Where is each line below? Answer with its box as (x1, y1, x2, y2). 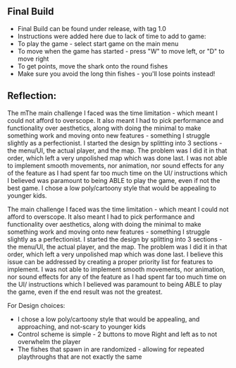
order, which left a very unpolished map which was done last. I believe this (7, 250, 223, 259)
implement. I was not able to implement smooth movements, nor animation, (7, 265, 225, 273)
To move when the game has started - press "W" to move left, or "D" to (17, 47, 225, 55)
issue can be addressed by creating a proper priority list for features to (7, 257, 213, 266)
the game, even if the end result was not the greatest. (7, 287, 163, 296)
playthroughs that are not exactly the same (17, 352, 142, 361)
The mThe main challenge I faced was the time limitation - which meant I (7, 109, 218, 117)
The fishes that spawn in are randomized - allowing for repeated (17, 345, 204, 353)
